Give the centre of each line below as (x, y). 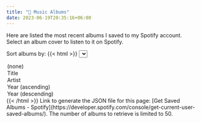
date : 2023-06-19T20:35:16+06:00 (49, 18)
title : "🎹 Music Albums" (38, 12)
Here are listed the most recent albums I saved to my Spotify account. (94, 35)
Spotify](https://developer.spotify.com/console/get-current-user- (113, 107)
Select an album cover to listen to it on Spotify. (65, 42)
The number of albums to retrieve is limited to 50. (111, 113)
